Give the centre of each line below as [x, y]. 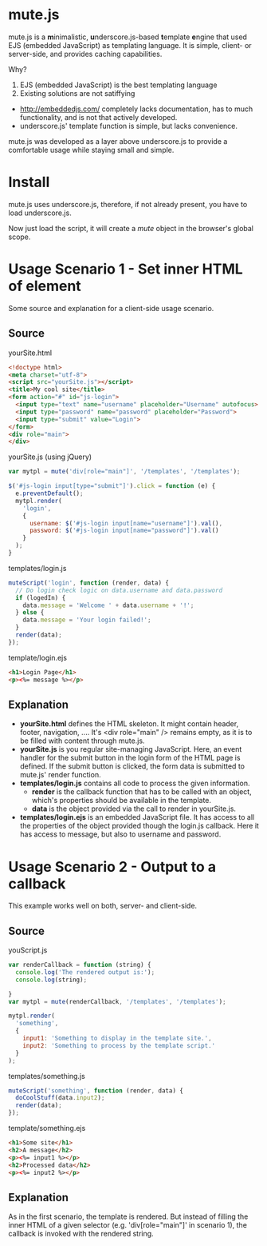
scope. [20, 237]
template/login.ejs [38, 657]
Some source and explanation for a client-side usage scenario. [111, 308]
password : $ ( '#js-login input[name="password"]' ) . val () [124, 531]
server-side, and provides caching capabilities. [85, 54]
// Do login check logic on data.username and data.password [119, 590]
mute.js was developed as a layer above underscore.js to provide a [118, 141]
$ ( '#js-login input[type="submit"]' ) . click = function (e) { [112, 486]
